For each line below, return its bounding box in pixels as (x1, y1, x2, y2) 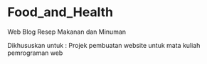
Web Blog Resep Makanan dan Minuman (7, 27, 127, 36)
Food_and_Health (7, 4, 114, 20)
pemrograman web (7, 49, 63, 57)
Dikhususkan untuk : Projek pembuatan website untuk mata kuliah (7, 41, 201, 49)
